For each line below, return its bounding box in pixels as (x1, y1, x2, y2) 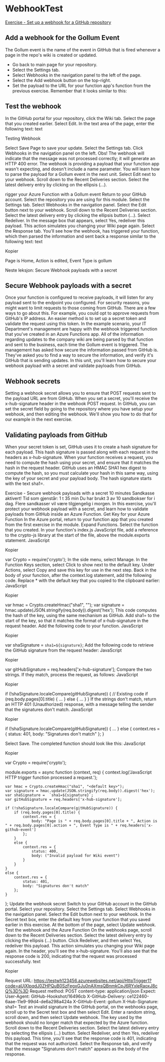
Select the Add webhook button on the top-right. (12, 77, 111, 83)
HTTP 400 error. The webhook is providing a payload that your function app (5, 161, 160, 166)
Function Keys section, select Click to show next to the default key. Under (5, 562, 155, 568)
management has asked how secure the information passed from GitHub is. (5, 347, 159, 353)
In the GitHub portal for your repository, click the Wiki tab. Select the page (5, 115, 156, 121)
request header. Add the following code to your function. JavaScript (5, 623, 143, 629)
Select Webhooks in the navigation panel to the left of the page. (12, 72, 142, 78)
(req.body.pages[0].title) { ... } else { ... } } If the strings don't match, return (5, 696, 157, 702)
